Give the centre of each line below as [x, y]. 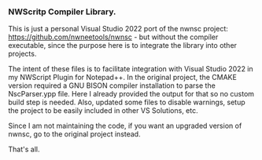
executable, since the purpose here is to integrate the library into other [123, 45]
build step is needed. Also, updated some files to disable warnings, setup [127, 102]
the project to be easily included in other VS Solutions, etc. [103, 111]
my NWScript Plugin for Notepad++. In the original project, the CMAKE [123, 78]
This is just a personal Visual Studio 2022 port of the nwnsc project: [118, 29]
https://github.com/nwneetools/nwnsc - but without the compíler [113, 37]
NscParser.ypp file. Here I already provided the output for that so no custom [131, 94]
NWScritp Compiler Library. [62, 12]
